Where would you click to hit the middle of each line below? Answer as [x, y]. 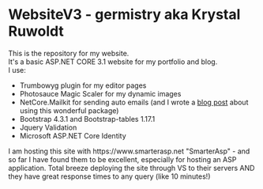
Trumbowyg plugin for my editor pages [83, 85]
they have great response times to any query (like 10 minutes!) [109, 176]
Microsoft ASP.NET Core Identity [73, 135]
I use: [17, 70]
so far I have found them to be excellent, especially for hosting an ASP [122, 159]
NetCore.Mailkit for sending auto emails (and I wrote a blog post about [134, 102]
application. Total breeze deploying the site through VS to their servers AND [131, 168]
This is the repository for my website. [69, 53]
